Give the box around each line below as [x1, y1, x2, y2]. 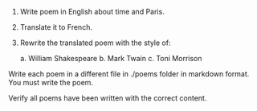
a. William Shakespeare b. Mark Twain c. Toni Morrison [19, 54, 202, 63]
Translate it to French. [19, 23, 92, 31]
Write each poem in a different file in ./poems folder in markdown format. [8, 69, 250, 79]
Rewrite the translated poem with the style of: [19, 38, 171, 47]
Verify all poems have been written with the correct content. [8, 93, 207, 103]
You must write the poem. [8, 78, 94, 87]
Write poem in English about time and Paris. [19, 7, 165, 16]
